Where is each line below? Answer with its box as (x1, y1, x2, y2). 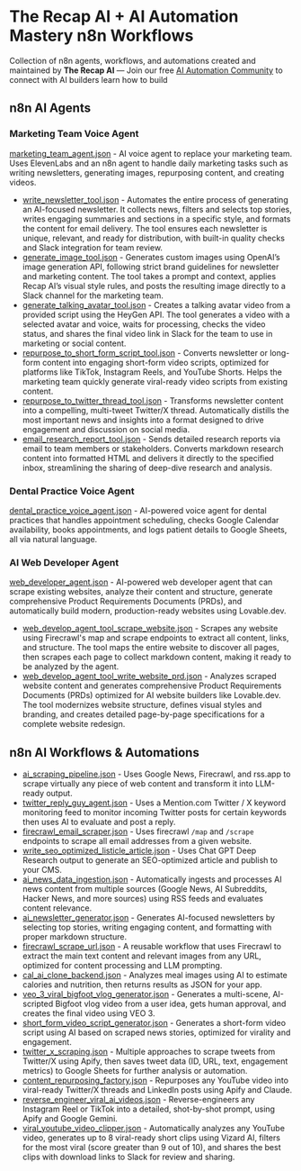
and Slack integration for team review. (22, 241, 164, 253)
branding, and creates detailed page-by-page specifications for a (22, 709, 265, 720)
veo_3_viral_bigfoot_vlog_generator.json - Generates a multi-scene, (22, 989, 271, 1000)
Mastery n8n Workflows (9, 25, 194, 46)
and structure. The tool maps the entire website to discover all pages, (22, 642, 280, 653)
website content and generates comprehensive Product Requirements (22, 680, 282, 691)
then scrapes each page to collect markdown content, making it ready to (22, 651, 292, 663)
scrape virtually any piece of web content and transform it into (22, 778, 253, 789)
